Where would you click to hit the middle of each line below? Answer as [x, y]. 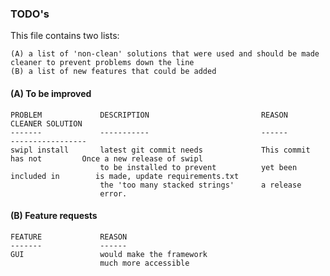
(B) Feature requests [54, 216]
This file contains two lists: [65, 36]
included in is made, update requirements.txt [125, 176]
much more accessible [144, 263]
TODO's [30, 14]
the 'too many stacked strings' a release [200, 185]
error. [113, 193]
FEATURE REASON [69, 237]
